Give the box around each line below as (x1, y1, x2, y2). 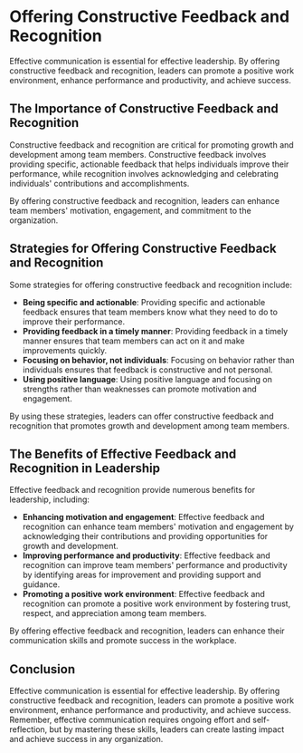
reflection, (9, 724, 48, 735)
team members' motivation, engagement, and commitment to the (9, 205, 251, 216)
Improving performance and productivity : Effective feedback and (22, 550, 271, 561)
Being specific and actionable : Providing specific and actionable (22, 296, 266, 307)
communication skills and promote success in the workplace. (9, 635, 237, 646)
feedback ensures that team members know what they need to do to (22, 306, 279, 317)
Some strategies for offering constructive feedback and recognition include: (9, 279, 292, 290)
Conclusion (9, 661, 76, 677)
